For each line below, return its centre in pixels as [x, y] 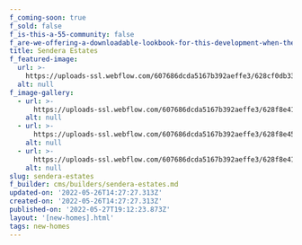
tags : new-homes [40, 226]
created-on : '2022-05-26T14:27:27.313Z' [86, 201]
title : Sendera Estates [54, 51]
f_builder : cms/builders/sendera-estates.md [94, 185]
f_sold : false [36, 26]
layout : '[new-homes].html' [62, 218]
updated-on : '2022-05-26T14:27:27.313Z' [86, 193]
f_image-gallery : [42, 92]
